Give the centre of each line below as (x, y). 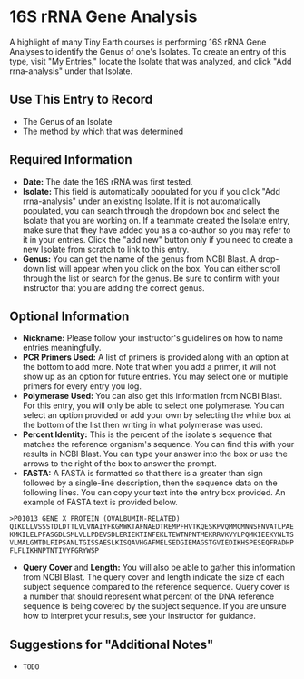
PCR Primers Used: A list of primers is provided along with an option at (155, 357)
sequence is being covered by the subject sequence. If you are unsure (154, 606)
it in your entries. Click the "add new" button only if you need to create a (157, 239)
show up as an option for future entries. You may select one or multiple (155, 377)
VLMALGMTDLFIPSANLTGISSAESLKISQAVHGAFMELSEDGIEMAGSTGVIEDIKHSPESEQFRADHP (152, 543)
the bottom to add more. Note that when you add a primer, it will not (149, 367)
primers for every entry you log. (82, 386)
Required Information (71, 160)
